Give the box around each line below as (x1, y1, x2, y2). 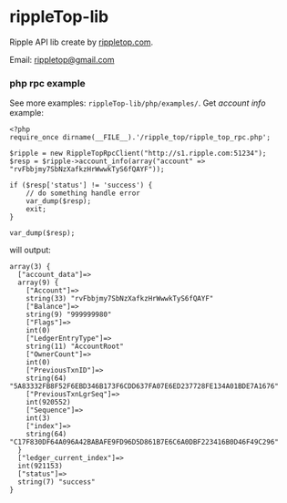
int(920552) (26, 398, 71, 407)
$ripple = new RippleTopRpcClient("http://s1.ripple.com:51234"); (9, 149, 267, 159)
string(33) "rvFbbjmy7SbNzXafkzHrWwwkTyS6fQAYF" (26, 294, 214, 303)
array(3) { (9, 262, 51, 272)
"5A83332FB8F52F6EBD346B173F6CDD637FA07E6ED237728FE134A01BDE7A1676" (9, 382, 280, 391)
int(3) (26, 414, 51, 423)
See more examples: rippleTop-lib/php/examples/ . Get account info (9, 98, 266, 108)
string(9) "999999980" (26, 310, 112, 320)
